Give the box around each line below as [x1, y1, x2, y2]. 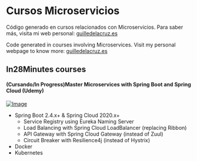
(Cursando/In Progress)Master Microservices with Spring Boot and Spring [6, 80, 191, 88]
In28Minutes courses [6, 65, 86, 75]
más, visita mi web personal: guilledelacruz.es [6, 29, 118, 36]
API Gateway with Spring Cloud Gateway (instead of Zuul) [23, 130, 163, 137]
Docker [14, 143, 33, 150]
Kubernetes [14, 149, 43, 156]
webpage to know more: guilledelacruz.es [6, 47, 108, 54]
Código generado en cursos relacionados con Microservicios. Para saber [6, 24, 183, 31]
